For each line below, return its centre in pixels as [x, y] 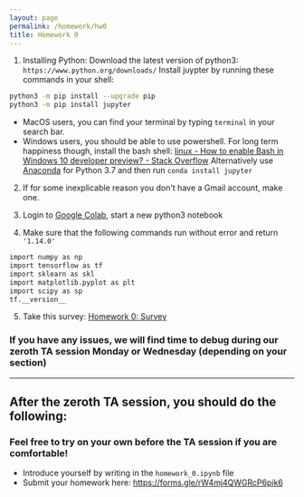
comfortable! [39, 453]
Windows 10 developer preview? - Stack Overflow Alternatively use [148, 161]
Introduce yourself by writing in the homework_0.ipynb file [128, 473]
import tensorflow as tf [56, 266]
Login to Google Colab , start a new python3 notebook [123, 215]
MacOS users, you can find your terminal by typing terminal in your [148, 122]
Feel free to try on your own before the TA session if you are [143, 442]
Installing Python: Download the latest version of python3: [130, 61]
